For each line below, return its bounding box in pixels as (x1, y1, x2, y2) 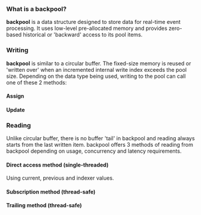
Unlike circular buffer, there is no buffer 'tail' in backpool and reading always (6, 135, 195, 142)
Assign (6, 92, 25, 100)
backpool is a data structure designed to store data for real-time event (6, 19, 181, 26)
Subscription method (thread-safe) (6, 188, 96, 195)
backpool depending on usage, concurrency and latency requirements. (6, 147, 182, 155)
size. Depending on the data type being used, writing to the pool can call (6, 72, 186, 80)
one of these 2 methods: (6, 78, 67, 86)
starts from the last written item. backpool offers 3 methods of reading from (6, 141, 193, 149)
